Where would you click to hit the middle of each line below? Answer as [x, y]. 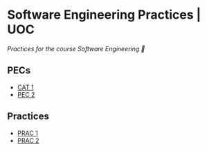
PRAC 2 [28, 140]
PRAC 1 [27, 133]
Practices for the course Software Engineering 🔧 [76, 48]
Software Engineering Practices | [104, 15]
